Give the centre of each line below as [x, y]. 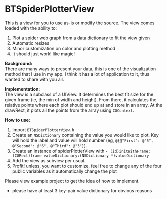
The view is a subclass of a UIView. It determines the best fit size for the [79, 94]
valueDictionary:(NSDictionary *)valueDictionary [96, 156]
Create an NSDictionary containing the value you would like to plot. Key [85, 135]
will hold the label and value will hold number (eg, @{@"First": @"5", [83, 140]
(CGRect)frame [27, 156]
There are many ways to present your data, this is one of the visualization [81, 69]
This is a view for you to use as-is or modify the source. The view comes [80, 23]
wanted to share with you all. [35, 79]
